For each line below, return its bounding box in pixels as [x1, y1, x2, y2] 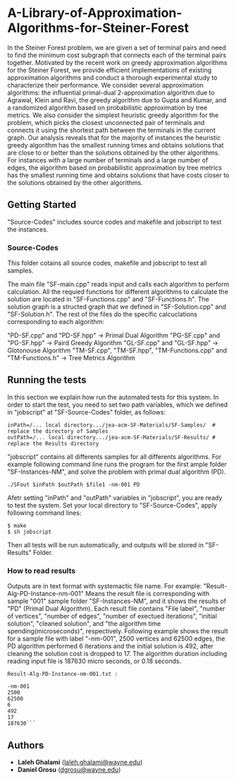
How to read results [7, 566, 76, 576]
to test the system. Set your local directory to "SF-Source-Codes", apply [7, 501, 217, 509]
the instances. [7, 225, 49, 234]
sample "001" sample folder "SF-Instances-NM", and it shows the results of [7, 597, 227, 605]
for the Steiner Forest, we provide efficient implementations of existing [7, 66, 212, 74]
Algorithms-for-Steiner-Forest [7, 20, 190, 36]
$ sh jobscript [7, 528, 52, 535]
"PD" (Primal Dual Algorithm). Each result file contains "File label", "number [7, 604, 225, 613]
